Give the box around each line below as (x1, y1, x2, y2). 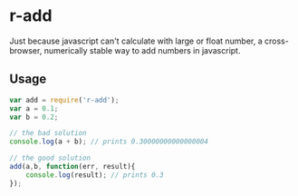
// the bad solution (9, 129, 88, 138)
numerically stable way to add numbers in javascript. (43, 44, 241, 55)
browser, (9, 44, 43, 55)
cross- (264, 35, 290, 46)
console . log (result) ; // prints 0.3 (25, 170, 165, 180)
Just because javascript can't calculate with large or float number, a (9, 35, 263, 46)
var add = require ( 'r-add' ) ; (9, 95, 120, 104)
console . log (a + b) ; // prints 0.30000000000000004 (9, 137, 208, 146)
